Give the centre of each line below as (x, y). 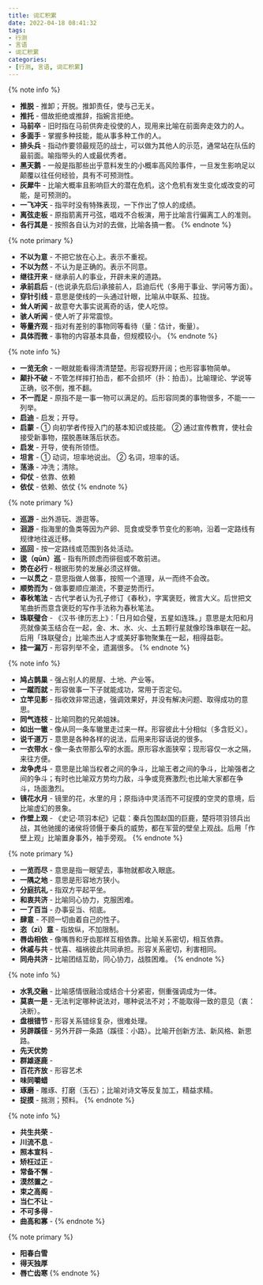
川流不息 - (36, 1142)
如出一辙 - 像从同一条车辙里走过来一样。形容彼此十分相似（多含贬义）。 (136, 729)
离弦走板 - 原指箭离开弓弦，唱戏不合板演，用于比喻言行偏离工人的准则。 (137, 214)
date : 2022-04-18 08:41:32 (53, 23)
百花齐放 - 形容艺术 (51, 1070)
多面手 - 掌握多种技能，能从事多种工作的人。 (92, 135)
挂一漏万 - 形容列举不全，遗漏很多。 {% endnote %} (105, 647)
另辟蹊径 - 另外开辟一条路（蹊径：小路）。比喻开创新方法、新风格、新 (132, 1030)
